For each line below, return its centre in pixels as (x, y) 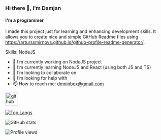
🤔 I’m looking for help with (40, 78)
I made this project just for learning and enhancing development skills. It (81, 31)
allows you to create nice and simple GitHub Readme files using (72, 37)
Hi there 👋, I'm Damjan (33, 8)
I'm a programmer (25, 20)
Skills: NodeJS (20, 52)
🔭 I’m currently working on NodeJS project (57, 62)
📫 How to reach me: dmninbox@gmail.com (58, 84)
